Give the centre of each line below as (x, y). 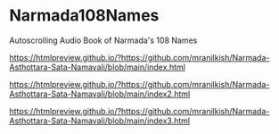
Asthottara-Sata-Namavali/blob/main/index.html (97, 67)
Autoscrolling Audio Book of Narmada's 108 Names (103, 40)
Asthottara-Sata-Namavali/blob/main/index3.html (99, 121)
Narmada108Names (84, 16)
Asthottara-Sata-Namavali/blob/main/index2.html (100, 94)
